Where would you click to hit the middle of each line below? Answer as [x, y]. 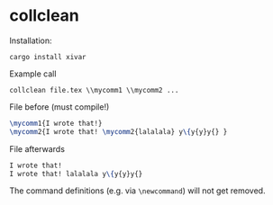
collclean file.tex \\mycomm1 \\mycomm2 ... [94, 90]
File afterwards [37, 148]
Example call [33, 74]
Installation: [31, 40]
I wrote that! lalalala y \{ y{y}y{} [76, 174]
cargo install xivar [48, 57]
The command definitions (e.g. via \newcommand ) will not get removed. [137, 191]
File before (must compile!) [59, 107]
